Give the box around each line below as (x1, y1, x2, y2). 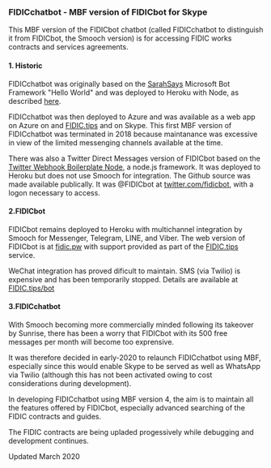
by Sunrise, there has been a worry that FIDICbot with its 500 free (8, 328, 228, 338)
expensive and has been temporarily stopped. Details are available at (8, 274, 239, 284)
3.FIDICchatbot (8, 302, 61, 311)
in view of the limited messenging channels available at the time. (8, 137, 223, 148)
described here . (8, 96, 61, 105)
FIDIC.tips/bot (8, 283, 55, 293)
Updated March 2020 (8, 451, 81, 461)
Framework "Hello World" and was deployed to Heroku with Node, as (8, 88, 239, 97)
